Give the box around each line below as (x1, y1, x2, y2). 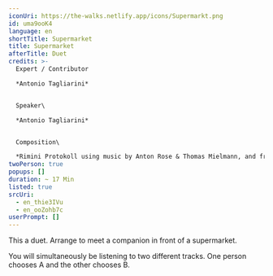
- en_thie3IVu (15, 198, 63, 206)
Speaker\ (15, 101, 45, 110)
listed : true (8, 182, 53, 191)
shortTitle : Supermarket (8, 34, 93, 43)
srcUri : (8, 191, 35, 199)
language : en (8, 27, 53, 35)
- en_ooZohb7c (15, 205, 63, 214)
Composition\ (15, 138, 60, 147)
